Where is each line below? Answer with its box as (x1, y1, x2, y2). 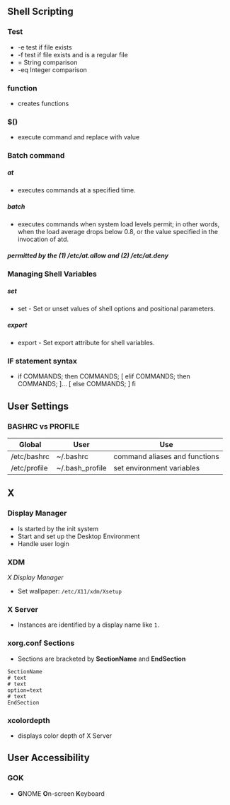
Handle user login (17, 539, 69, 548)
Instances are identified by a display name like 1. (17, 620, 161, 629)
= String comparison (17, 58, 78, 66)
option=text (7, 686, 42, 694)
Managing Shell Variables (7, 269, 98, 279)
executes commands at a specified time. (17, 186, 136, 195)
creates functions (17, 99, 69, 108)
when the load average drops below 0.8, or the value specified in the (17, 228, 218, 236)
